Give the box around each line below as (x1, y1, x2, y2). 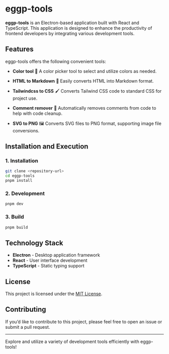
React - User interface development (12, 257, 88, 263)
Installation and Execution (5, 142, 89, 151)
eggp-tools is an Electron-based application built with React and (5, 20, 139, 26)
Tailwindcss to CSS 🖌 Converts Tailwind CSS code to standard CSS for (12, 88, 162, 94)
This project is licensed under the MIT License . (5, 291, 103, 297)
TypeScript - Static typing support (12, 263, 84, 269)
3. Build (5, 214, 24, 221)
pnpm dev (5, 201, 24, 206)
